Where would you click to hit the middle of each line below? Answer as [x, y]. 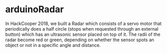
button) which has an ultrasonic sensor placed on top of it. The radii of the [83, 34]
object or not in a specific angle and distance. [53, 45]
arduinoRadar [35, 9]
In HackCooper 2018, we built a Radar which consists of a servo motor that [83, 23]
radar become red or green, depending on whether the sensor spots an [80, 40]
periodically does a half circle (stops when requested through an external [82, 29]
